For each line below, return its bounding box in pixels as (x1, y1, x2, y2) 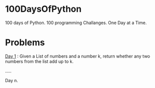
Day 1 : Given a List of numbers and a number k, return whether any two (5, 53, 151, 59)
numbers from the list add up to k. (5, 58, 74, 64)
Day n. (5, 77, 18, 83)
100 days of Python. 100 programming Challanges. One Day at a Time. (5, 20, 147, 26)
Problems (5, 37, 45, 48)
